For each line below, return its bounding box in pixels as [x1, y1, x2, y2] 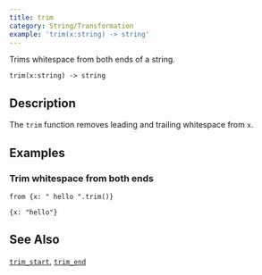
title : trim [9, 12, 54, 22]
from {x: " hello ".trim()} [9, 192, 114, 201]
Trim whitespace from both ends [9, 171, 154, 184]
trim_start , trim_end [9, 255, 87, 266]
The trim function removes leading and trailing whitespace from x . [9, 120, 254, 130]
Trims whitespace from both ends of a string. [9, 54, 176, 65]
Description [9, 96, 76, 111]
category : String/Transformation [9, 21, 134, 30]
